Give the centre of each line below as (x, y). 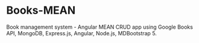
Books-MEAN (41, 10)
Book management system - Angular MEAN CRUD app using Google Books (99, 27)
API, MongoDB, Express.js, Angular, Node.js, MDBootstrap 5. (81, 33)
